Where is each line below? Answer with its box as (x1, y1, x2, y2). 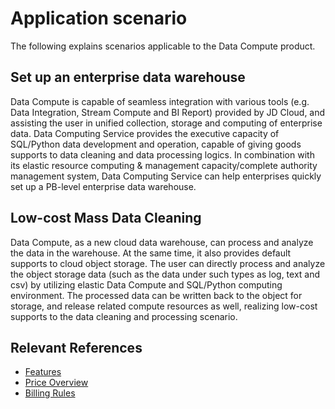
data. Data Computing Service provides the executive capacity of (10, 127, 280, 139)
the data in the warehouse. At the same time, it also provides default (10, 247, 292, 259)
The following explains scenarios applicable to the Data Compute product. (10, 40, 316, 52)
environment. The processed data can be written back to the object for (10, 289, 303, 301)
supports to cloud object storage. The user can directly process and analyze (10, 257, 326, 269)
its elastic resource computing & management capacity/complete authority (10, 159, 318, 171)
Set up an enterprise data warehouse (10, 69, 246, 86)
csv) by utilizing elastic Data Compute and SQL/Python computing (10, 278, 283, 291)
